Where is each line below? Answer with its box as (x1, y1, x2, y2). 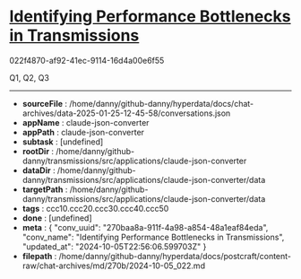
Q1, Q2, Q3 (9, 72, 49, 83)
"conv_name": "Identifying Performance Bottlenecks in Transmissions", (21, 231, 285, 242)
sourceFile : (21, 98, 68, 109)
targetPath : (21, 184, 68, 195)
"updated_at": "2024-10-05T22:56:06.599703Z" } (21, 240, 207, 252)
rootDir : (21, 145, 55, 156)
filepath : (21, 250, 57, 261)
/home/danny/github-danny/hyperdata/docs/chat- (68, 98, 254, 109)
